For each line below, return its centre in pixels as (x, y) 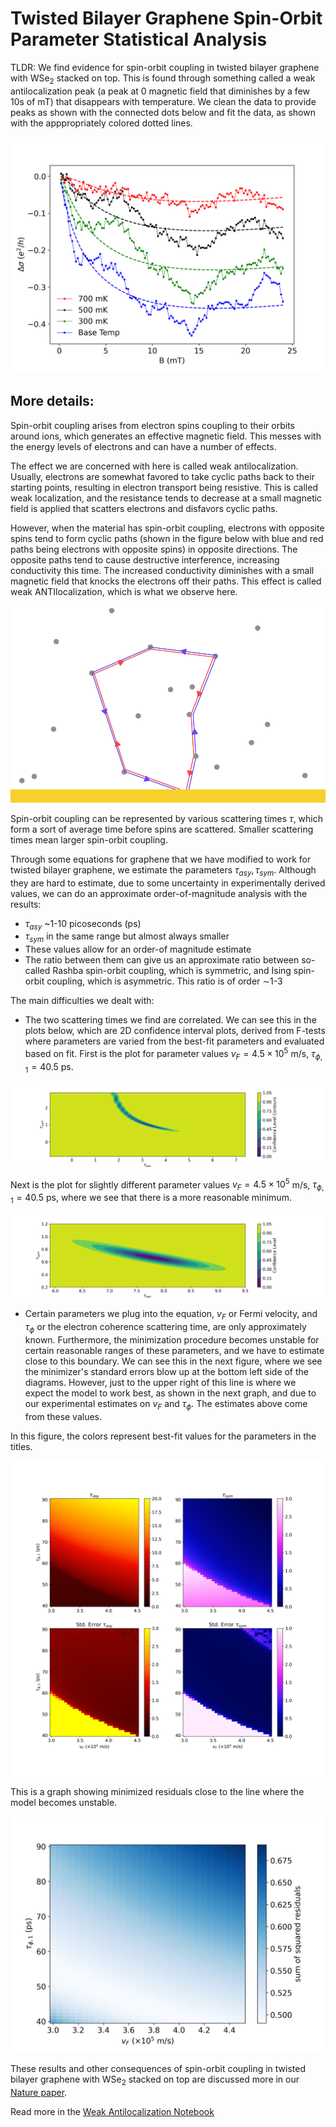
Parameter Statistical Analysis (139, 39)
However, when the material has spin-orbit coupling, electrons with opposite (167, 528)
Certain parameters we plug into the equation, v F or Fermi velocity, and (171, 1315)
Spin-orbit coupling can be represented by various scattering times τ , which (166, 818)
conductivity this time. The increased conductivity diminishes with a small (162, 570)
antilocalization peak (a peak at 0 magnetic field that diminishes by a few (160, 91)
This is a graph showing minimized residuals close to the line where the (157, 1791)
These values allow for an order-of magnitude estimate (138, 949)
